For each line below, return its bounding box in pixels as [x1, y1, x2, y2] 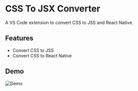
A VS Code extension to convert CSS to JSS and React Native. [5, 19, 133, 25]
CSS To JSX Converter [5, 3, 100, 14]
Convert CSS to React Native [12, 52, 72, 58]
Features [5, 34, 33, 42]
